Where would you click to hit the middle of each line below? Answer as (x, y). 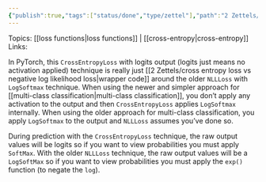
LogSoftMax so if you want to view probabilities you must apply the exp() (125, 161)
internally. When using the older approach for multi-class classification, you (131, 112)
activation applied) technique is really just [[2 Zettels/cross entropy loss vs (130, 70)
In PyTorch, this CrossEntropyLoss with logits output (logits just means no (127, 62)
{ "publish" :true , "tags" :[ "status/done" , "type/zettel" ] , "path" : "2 (118, 15)
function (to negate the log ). (54, 169)
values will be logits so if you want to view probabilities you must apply (124, 144)
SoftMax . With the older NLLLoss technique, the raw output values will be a (128, 153)
